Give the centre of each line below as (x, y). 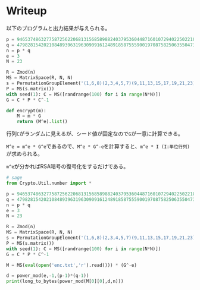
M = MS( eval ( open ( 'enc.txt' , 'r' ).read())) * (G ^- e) (71, 265)
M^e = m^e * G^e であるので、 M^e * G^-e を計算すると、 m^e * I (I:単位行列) (98, 146)
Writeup (26, 11)
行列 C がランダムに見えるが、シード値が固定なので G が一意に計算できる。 (95, 134)
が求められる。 (24, 154)
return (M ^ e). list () (42, 122)
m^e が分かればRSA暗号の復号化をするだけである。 (68, 166)
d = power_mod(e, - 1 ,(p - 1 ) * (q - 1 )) (48, 276)
